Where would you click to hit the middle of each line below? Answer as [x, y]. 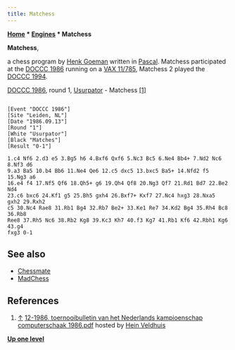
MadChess [33, 279]
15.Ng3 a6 [22, 177]
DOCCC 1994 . [27, 76]
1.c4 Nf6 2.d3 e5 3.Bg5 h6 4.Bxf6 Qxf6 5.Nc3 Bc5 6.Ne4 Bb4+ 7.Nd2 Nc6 [114, 158]
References [33, 301]
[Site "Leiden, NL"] [38, 115]
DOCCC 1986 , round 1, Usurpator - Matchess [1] [77, 90]
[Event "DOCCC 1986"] [39, 109]
